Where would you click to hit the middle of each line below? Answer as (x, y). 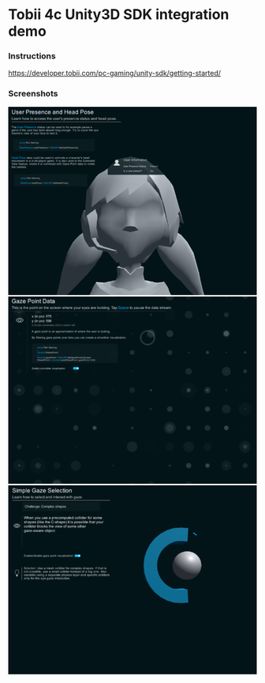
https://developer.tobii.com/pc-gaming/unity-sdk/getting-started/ (115, 74)
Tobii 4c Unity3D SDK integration (119, 15)
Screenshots (33, 94)
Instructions (32, 56)
